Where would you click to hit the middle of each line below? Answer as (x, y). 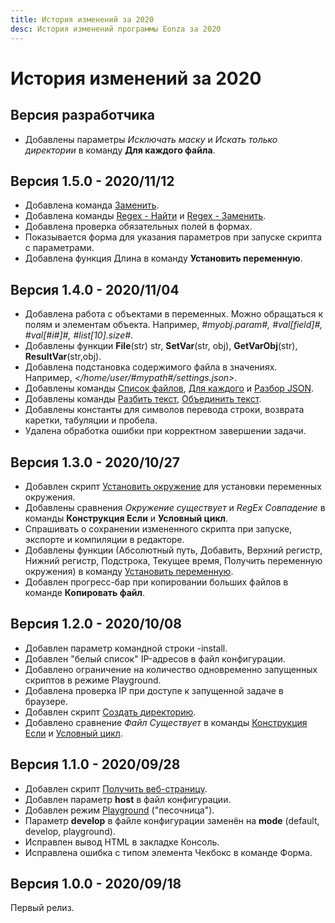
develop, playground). (70, 831)
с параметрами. (59, 248)
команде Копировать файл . (85, 592)
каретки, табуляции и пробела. (91, 420)
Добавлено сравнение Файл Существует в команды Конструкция (166, 722)
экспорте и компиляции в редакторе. (104, 539)
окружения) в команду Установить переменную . (129, 571)
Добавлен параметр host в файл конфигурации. (128, 799)
